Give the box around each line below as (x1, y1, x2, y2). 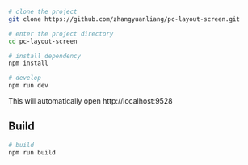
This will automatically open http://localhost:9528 (8, 96, 173, 105)
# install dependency (8, 52, 82, 60)
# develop (8, 74, 42, 82)
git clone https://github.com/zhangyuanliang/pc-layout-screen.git (8, 15, 241, 23)
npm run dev (8, 82, 48, 90)
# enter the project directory (8, 29, 114, 38)
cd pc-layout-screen (8, 37, 78, 45)
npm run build (8, 148, 57, 157)
